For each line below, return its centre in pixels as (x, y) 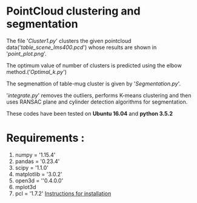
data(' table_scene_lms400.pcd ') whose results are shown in (82, 47)
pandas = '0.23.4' (37, 161)
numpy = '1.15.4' (35, 155)
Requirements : (45, 138)
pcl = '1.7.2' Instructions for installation (63, 193)
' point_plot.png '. (26, 53)
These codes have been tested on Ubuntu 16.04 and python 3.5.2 (89, 113)
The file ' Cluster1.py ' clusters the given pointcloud (69, 41)
